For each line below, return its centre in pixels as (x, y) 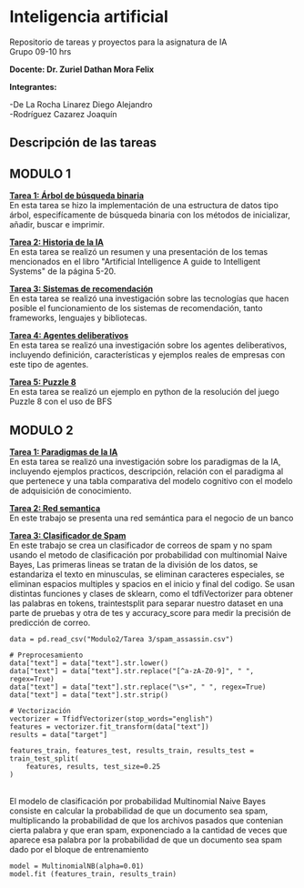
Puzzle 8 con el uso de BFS (61, 401)
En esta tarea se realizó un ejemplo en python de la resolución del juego (144, 392)
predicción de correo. (50, 622)
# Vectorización (40, 711)
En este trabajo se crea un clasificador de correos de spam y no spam (141, 545)
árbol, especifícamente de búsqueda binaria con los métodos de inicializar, (150, 215)
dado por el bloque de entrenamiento (79, 849)
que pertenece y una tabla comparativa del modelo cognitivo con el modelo (151, 480)
